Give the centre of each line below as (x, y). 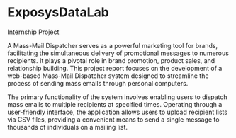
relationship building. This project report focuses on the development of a (115, 68)
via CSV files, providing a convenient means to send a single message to (113, 119)
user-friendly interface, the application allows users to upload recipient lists (118, 112)
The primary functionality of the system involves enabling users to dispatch (118, 97)
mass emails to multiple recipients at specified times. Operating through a (115, 104)
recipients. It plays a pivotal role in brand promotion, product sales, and (111, 60)
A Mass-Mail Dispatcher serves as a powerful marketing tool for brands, (113, 45)
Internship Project (33, 32)
